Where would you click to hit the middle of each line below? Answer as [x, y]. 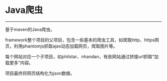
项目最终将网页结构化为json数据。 [40, 73]
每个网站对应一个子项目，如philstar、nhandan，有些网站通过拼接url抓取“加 [82, 56]
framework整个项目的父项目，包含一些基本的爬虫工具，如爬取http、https [80, 40]
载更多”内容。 [19, 63]
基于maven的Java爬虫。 [30, 29]
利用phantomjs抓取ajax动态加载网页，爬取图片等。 [66, 46]
